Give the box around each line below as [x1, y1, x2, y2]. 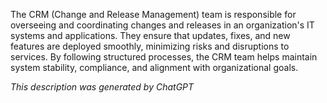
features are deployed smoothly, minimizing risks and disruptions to [10, 40, 290, 52]
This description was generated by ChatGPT [10, 81, 195, 93]
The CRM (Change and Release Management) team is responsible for [10, 9, 297, 20]
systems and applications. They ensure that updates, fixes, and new [10, 30, 291, 41]
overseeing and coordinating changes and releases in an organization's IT [10, 19, 315, 31]
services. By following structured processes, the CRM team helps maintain [10, 51, 318, 63]
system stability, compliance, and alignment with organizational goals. [10, 62, 299, 73]
